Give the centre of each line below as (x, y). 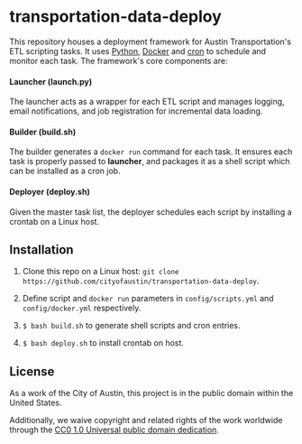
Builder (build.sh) (43, 132)
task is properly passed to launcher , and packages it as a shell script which (150, 162)
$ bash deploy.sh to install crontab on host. (103, 343)
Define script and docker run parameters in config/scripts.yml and (148, 299)
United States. (36, 402)
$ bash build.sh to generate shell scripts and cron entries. (131, 326)
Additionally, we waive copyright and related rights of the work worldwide (146, 421)
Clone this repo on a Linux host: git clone (101, 272)
